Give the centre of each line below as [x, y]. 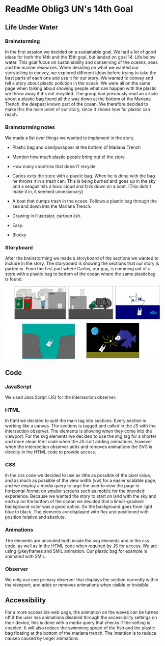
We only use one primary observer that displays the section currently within [82, 580]
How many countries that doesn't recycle [54, 167]
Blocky [19, 235]
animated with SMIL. [26, 556]
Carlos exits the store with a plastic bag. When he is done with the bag [83, 176]
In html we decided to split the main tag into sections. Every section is [76, 421]
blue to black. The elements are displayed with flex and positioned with [77, 512]
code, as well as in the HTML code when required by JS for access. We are [81, 546]
